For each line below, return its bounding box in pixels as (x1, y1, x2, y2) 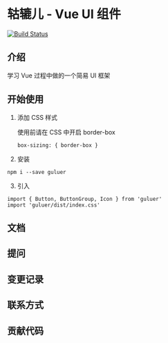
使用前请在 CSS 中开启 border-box (17, 127, 115, 136)
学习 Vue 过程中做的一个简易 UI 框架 (7, 71, 111, 80)
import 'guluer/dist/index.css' (7, 202, 100, 209)
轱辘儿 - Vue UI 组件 (7, 6, 121, 22)
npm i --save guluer (7, 168, 67, 175)
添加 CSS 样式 (17, 113, 57, 121)
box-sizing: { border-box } (17, 141, 98, 149)
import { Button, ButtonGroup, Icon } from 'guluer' (7, 195, 162, 202)
